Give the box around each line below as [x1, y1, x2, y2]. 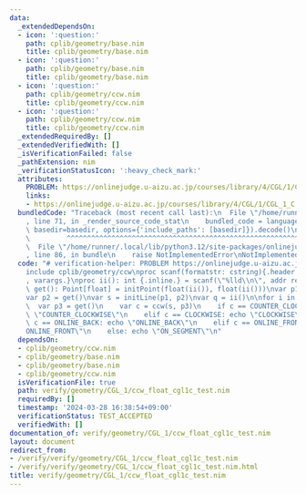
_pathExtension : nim [17, 157, 96, 167]
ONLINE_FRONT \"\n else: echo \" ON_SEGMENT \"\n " [25, 327, 222, 336]
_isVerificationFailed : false [17, 149, 132, 158]
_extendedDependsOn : [17, 22, 96, 31]
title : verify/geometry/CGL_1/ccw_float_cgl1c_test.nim [9, 471, 226, 480]
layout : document [9, 437, 76, 447]
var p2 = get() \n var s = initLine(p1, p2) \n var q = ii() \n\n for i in [25, 293, 296, 302]
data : [9, 13, 30, 23]
